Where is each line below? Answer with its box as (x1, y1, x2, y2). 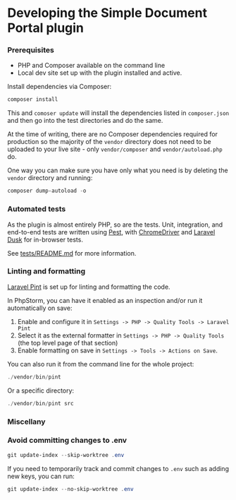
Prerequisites (7, 45, 54, 55)
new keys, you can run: (7, 472, 75, 480)
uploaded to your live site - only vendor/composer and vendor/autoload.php (7, 145, 223, 153)
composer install (7, 96, 58, 103)
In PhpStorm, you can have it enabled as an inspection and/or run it (7, 296, 203, 304)
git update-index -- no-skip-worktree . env (7, 485, 134, 492)
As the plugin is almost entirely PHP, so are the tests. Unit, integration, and (7, 220, 223, 229)
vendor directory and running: (7, 174, 93, 182)
